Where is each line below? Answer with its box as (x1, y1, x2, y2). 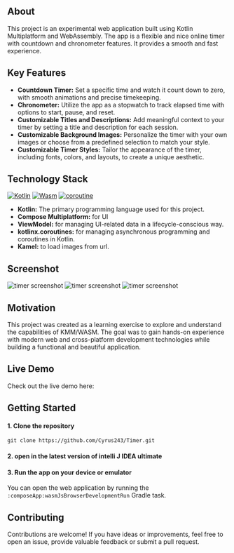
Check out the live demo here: (7, 382, 95, 390)
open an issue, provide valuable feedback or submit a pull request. (7, 538, 200, 546)
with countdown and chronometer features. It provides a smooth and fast (7, 39, 219, 48)
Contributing (7, 512, 64, 524)
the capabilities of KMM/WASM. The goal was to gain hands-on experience (7, 328, 225, 336)
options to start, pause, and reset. (17, 108, 116, 116)
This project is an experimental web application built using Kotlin (7, 24, 193, 32)
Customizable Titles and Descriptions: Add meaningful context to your (17, 115, 225, 124)
